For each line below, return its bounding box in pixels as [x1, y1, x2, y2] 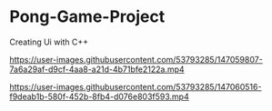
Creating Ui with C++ [9, 36, 89, 47]
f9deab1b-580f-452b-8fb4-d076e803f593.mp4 [9, 91, 189, 102]
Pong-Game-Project [9, 6, 166, 27]
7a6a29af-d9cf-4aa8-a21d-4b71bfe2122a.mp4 [9, 64, 185, 75]
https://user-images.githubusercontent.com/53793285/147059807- [9, 54, 264, 65]
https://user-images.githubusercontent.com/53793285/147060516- [9, 81, 262, 92]
